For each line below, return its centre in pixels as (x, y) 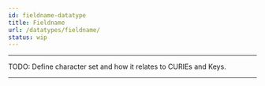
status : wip (28, 37)
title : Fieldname (37, 23)
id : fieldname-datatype (47, 15)
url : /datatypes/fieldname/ (54, 30)
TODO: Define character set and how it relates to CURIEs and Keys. (117, 66)
